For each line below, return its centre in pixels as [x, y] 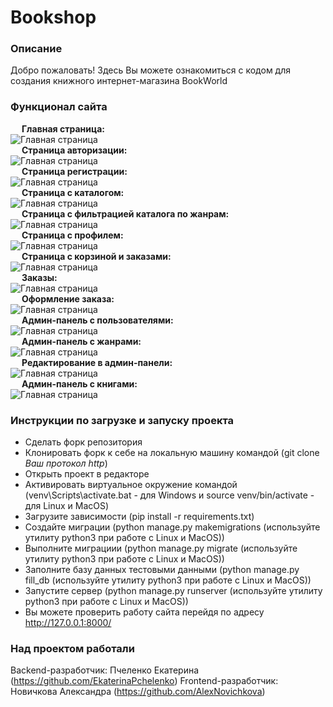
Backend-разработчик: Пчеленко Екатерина [105, 670]
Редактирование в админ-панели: [97, 362]
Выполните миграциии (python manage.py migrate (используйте [161, 548]
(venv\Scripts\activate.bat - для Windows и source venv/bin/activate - [169, 495]
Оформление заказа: [68, 298]
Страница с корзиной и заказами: [96, 256]
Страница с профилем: [72, 235]
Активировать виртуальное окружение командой [131, 485]
